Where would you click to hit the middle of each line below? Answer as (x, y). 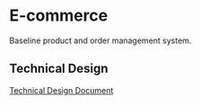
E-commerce (59, 16)
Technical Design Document (61, 90)
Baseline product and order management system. (100, 40)
